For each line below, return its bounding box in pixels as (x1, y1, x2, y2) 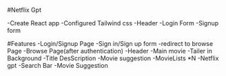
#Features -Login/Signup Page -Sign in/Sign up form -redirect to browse (7, 40, 214, 47)
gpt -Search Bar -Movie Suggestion (7, 62, 108, 69)
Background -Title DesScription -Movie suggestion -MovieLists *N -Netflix (7, 54, 219, 62)
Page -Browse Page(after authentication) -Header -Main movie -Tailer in (7, 47, 212, 55)
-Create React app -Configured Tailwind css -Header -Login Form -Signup (7, 19, 219, 27)
